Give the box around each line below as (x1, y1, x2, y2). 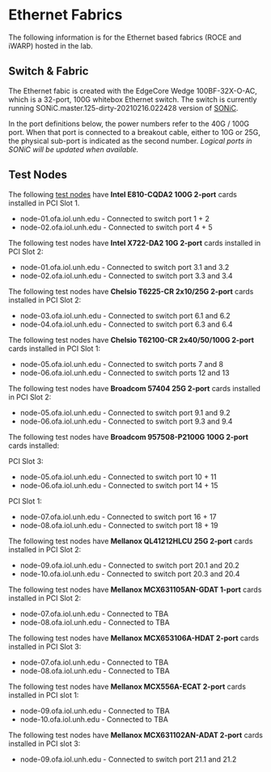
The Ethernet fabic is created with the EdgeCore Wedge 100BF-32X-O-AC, (8, 86, 257, 95)
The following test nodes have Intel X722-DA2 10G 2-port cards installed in (8, 238, 261, 247)
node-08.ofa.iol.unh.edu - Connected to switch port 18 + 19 (19, 520, 218, 530)
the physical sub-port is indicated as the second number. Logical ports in (8, 136, 252, 146)
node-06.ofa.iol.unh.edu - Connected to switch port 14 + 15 (19, 480, 218, 490)
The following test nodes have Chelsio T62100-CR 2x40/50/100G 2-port (8, 335, 255, 344)
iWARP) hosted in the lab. (8, 40, 93, 50)
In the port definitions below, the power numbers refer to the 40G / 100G (8, 119, 250, 129)
